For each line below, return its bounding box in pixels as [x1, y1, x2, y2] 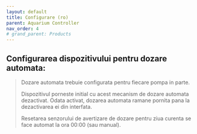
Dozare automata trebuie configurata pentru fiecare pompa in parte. [20, 79, 190, 86]
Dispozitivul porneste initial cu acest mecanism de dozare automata [20, 90, 189, 97]
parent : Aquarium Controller [6, 20, 80, 26]
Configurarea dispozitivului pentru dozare [6, 53, 167, 64]
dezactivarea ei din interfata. [20, 103, 92, 110]
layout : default [6, 8, 47, 15]
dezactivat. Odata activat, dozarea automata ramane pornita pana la [20, 97, 190, 104]
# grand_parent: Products [6, 31, 71, 37]
